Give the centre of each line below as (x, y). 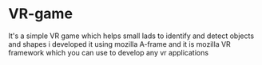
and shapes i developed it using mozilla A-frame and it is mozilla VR (120, 44)
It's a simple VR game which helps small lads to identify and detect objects (131, 36)
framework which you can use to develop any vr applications (109, 52)
